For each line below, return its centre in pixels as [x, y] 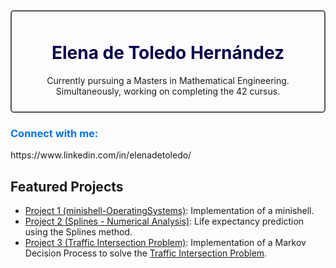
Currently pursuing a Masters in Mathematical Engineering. [168, 80]
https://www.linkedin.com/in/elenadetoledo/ [101, 155]
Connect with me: [54, 133]
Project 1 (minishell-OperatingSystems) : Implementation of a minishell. [169, 211]
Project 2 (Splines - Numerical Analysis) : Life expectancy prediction [164, 221]
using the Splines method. [78, 232]
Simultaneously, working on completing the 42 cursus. [168, 91]
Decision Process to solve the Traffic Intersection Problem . [146, 253]
